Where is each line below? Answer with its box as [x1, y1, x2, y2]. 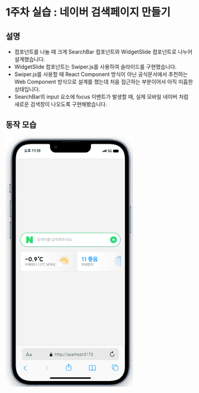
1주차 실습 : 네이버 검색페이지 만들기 [5, 5, 171, 19]
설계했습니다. [14, 56, 45, 63]
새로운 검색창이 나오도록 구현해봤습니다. [14, 101, 108, 108]
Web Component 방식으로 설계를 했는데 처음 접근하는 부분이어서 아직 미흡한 [14, 78, 194, 85]
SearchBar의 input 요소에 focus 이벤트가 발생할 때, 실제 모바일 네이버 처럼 [14, 93, 189, 100]
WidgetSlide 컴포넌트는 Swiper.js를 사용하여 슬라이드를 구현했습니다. [14, 64, 177, 70]
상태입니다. [14, 86, 41, 93]
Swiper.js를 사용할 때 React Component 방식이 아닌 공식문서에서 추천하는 [14, 71, 188, 78]
